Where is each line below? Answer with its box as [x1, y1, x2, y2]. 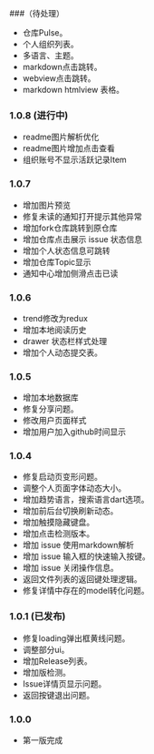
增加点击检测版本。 [22, 528, 95, 539]
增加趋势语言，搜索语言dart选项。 [22, 494, 149, 505]
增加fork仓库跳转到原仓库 [22, 222, 118, 233]
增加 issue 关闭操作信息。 [22, 563, 120, 574]
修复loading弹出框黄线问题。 [22, 632, 130, 644]
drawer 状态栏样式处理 [22, 335, 108, 346]
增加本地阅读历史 [22, 324, 87, 335]
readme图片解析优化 [22, 131, 100, 143]
